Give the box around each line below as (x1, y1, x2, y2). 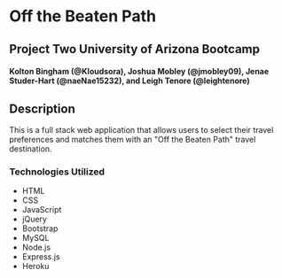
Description (9, 101, 75, 116)
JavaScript (21, 205, 62, 215)
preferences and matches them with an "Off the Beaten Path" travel (9, 134, 256, 144)
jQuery (21, 214, 47, 225)
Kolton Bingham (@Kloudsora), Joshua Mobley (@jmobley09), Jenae (9, 66, 270, 77)
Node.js (21, 242, 51, 253)
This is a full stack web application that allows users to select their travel (9, 124, 274, 135)
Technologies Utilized (9, 166, 105, 178)
